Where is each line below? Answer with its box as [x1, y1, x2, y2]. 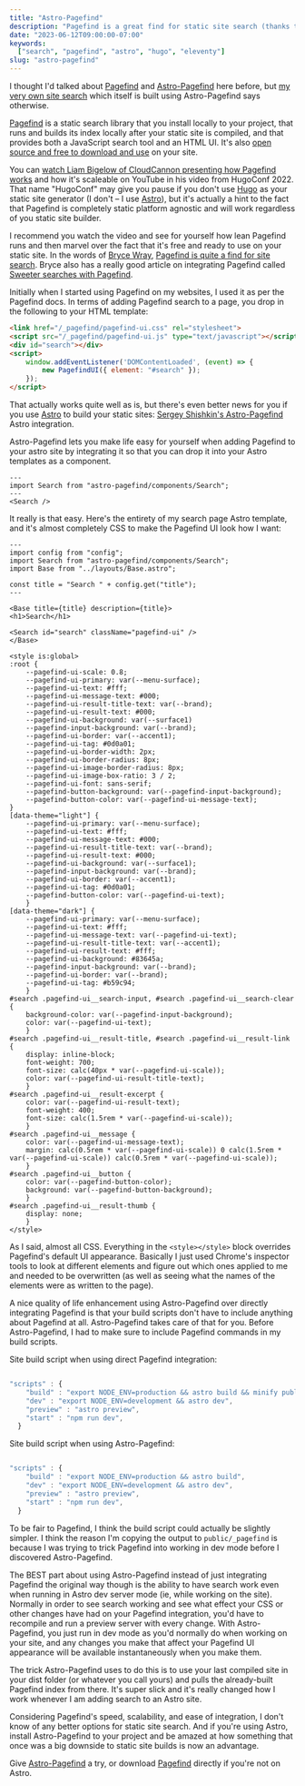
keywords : [9, 38, 47, 48]
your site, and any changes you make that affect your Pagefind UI [9, 1637, 255, 1648]
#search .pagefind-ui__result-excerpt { [9, 1090, 165, 1099]
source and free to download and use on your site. [9, 147, 198, 157]
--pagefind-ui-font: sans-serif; [25, 779, 152, 788]
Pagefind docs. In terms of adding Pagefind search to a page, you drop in [9, 297, 284, 307]
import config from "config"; [9, 548, 124, 557]
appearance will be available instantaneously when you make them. [9, 1647, 262, 1658]
